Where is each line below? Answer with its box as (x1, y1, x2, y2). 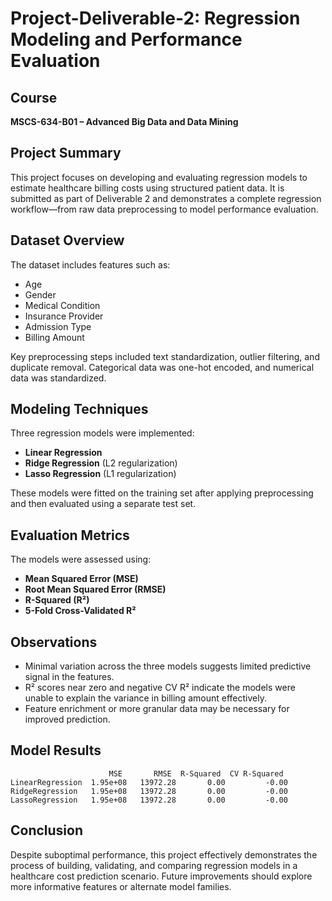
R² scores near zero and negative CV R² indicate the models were (24, 682, 296, 694)
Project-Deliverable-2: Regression (10, 7, 301, 30)
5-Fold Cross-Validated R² (24, 605, 137, 617)
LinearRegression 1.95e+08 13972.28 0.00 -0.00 (10, 777, 288, 787)
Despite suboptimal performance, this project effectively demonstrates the (10, 848, 318, 861)
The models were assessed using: (10, 553, 152, 566)
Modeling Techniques (10, 401, 149, 418)
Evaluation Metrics (10, 527, 130, 544)
